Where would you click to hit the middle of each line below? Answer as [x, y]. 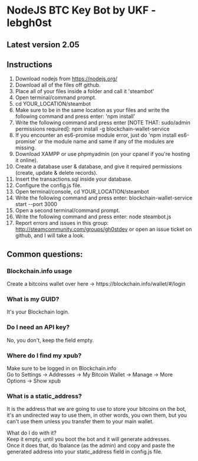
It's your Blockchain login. [38, 312]
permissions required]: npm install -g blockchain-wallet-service [92, 129]
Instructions [29, 65]
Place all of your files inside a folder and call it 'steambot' [85, 91]
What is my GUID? [33, 299]
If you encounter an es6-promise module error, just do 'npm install [96, 135]
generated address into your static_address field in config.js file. [85, 452]
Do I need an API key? [38, 327]
